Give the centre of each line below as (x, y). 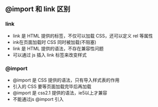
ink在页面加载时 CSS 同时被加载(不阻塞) (55, 42)
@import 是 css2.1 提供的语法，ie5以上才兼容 (60, 93)
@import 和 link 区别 (38, 9)
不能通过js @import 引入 (38, 99)
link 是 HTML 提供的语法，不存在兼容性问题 (58, 48)
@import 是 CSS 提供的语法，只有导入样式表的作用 (66, 80)
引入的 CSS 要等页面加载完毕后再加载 (52, 86)
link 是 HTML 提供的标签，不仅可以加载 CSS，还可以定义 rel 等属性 (83, 36)
